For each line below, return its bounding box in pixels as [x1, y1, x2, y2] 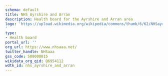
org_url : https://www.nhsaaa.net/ [5, 44, 77, 49]
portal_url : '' [5, 40, 37, 45]
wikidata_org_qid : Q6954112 [5, 58, 64, 63]
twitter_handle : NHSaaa [5, 49, 55, 54]
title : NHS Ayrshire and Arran [5, 12, 70, 17]
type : [5, 30, 16, 35]
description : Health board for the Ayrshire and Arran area [5, 16, 133, 21]
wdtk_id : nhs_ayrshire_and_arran [5, 63, 75, 68]
